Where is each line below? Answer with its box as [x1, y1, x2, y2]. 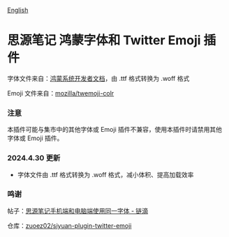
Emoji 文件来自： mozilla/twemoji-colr [7, 89, 114, 97]
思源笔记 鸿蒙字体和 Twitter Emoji [7, 33, 201, 48]
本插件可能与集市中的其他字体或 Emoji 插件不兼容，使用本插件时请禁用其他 [7, 125, 222, 134]
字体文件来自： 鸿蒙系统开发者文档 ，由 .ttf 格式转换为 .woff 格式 [7, 74, 190, 82]
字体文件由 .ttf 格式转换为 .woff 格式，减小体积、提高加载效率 [17, 170, 194, 178]
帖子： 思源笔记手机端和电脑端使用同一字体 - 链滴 [7, 206, 149, 215]
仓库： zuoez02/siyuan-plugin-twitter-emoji [7, 221, 132, 229]
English [7, 6, 29, 14]
